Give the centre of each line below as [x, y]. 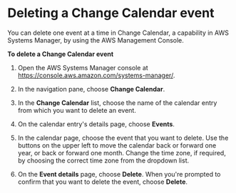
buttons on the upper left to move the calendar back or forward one [117, 145]
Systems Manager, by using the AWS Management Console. [96, 40]
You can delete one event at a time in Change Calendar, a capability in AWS [118, 33]
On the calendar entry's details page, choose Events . [96, 124]
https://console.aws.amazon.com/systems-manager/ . [96, 75]
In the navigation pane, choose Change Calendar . [91, 89]
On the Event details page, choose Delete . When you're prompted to [119, 174]
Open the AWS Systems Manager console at [83, 67]
